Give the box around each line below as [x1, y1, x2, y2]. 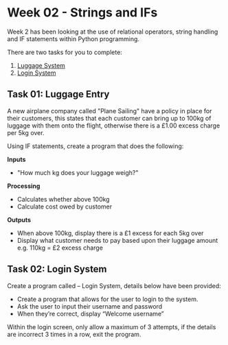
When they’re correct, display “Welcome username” [16, 309, 165, 318]
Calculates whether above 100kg [16, 195, 110, 203]
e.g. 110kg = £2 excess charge [16, 243, 103, 252]
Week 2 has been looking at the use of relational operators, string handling [7, 27, 218, 36]
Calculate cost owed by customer [16, 202, 112, 211]
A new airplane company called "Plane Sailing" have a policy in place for [7, 106, 212, 115]
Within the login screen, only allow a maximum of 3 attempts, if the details [7, 322, 216, 331]
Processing [7, 182, 41, 190]
